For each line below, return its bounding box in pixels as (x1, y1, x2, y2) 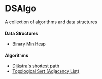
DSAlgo (5, 3, 37, 14)
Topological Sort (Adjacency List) (12, 68, 80, 74)
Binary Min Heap (12, 41, 46, 47)
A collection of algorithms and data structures (5, 19, 97, 25)
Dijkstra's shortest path (12, 63, 60, 69)
